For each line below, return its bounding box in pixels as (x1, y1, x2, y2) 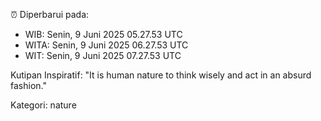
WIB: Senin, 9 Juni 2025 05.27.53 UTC (24, 29, 183, 40)
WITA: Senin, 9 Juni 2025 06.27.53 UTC (24, 39, 189, 51)
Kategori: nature (10, 99, 77, 111)
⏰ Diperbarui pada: (10, 9, 90, 20)
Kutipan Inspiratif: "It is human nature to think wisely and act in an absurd (10, 69, 312, 81)
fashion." (10, 80, 47, 91)
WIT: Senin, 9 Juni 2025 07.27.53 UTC (24, 50, 182, 61)
